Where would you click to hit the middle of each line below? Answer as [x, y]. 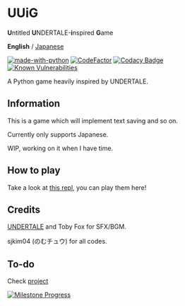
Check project [28, 281]
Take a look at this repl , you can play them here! [77, 187]
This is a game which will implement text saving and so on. [93, 120]
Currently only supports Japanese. [58, 134]
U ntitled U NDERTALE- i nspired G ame [60, 33]
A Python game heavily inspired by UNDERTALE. [78, 81]
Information [34, 104]
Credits [24, 209]
